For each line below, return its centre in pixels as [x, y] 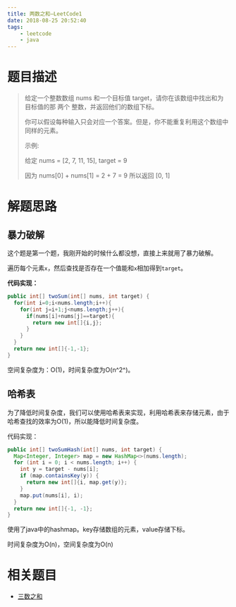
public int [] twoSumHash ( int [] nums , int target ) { [85, 449]
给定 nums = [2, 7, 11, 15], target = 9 [76, 161]
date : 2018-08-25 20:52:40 [47, 20]
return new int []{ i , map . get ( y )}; [77, 482]
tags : [15, 27]
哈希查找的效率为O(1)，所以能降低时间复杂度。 [75, 421]
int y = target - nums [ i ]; [60, 470]
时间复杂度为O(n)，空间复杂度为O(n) [61, 544]
